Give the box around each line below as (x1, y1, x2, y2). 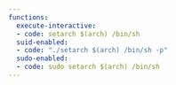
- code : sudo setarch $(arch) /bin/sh (16, 63, 161, 72)
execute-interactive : (16, 21, 97, 30)
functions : (8, 12, 49, 22)
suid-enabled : (16, 37, 68, 47)
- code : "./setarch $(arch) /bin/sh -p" (16, 46, 168, 55)
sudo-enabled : (16, 54, 68, 63)
